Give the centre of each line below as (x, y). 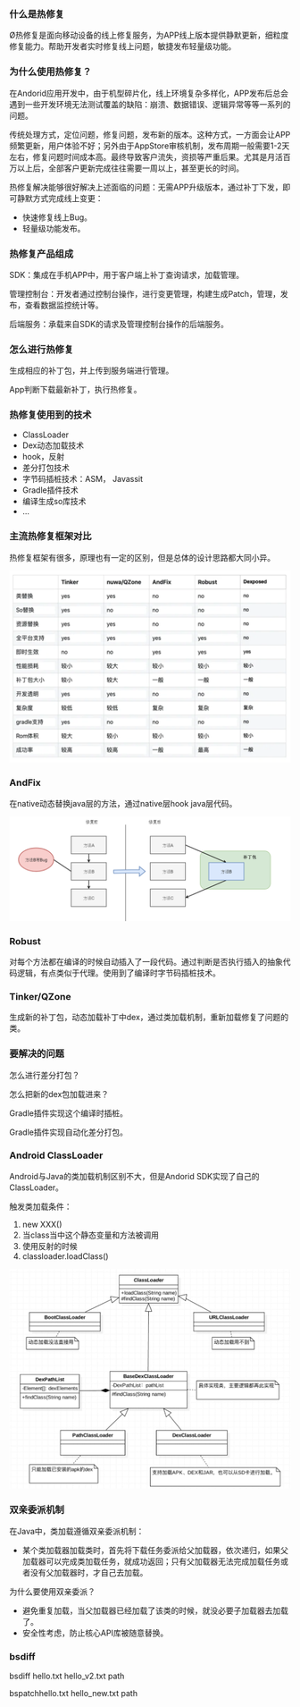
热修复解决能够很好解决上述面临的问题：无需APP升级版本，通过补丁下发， (146, 187)
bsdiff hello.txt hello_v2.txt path (67, 1676)
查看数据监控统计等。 (64, 305)
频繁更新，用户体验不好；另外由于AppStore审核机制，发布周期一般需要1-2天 (150, 146)
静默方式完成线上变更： (60, 198)
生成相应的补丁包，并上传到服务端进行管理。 (92, 371)
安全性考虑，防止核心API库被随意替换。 (95, 1633)
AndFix (25, 782)
